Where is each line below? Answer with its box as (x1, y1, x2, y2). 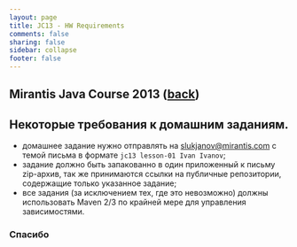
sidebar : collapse (9, 46, 77, 55)
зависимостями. (21, 206, 85, 217)
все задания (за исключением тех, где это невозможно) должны (21, 188, 269, 198)
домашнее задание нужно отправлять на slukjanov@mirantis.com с (21, 141, 277, 151)
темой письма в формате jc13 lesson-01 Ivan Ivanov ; (21, 150, 226, 160)
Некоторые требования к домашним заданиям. (9, 117, 289, 132)
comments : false (9, 29, 69, 38)
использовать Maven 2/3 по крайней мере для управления (21, 197, 246, 208)
